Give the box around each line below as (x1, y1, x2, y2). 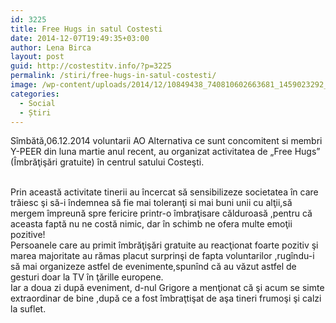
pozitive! (10, 229, 46, 241)
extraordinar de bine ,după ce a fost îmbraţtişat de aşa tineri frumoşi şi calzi (10, 292, 322, 305)
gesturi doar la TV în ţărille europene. (10, 271, 164, 283)
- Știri (19, 107, 52, 118)
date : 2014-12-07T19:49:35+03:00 (10, 33, 150, 43)
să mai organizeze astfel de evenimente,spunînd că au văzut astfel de (10, 261, 297, 273)
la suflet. (10, 303, 47, 315)
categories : (10, 89, 60, 99)
